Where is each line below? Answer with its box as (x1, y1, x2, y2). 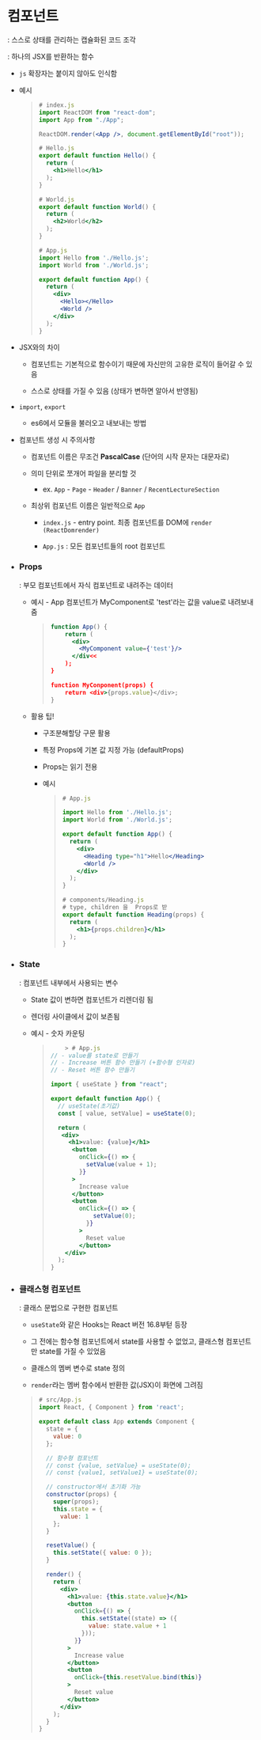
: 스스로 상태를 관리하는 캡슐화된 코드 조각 (7, 35, 136, 44)
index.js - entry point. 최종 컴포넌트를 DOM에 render (42, 517, 213, 527)
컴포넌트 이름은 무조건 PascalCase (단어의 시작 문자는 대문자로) (30, 452, 230, 461)
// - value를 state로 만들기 (50, 1052, 138, 1060)
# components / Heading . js (62, 896, 144, 904)
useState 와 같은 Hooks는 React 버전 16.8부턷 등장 (30, 1320, 187, 1329)
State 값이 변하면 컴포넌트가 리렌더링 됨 (30, 995, 153, 1004)
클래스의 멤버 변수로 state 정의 (30, 1363, 126, 1373)
